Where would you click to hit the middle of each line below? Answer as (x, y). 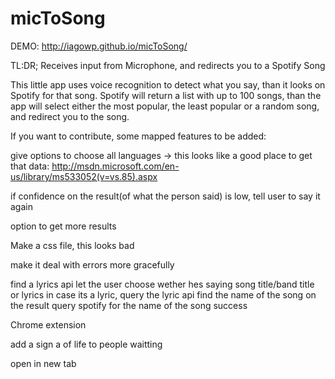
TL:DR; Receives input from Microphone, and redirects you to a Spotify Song (168, 65)
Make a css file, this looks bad (72, 245)
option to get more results (63, 226)
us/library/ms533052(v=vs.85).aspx (84, 176)
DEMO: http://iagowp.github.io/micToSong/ (99, 46)
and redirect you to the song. (70, 116)
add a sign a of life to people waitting (86, 344)
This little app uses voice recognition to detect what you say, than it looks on (168, 84)
